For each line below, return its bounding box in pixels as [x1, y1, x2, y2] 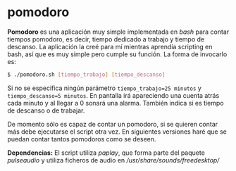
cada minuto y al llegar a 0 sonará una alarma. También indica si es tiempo [7, 99, 224, 107]
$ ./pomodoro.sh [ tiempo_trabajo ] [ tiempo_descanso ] [7, 71, 166, 78]
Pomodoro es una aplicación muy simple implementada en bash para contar [7, 27, 230, 36]
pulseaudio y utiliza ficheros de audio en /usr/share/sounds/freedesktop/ [7, 156, 220, 164]
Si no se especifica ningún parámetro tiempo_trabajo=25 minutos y [7, 84, 202, 92]
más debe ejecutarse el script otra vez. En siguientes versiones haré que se [7, 127, 227, 136]
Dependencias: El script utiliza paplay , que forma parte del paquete [7, 148, 206, 157]
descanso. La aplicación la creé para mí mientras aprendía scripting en [7, 42, 213, 51]
